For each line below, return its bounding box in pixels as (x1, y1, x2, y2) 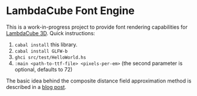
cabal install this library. (14, 41, 78, 48)
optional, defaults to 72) (14, 66, 73, 73)
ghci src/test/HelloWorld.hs (14, 54, 86, 60)
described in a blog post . (6, 83, 66, 90)
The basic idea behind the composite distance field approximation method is (6, 77, 192, 84)
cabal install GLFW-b (14, 48, 68, 54)
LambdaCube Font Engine (6, 4, 135, 18)
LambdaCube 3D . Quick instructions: (6, 29, 95, 36)
